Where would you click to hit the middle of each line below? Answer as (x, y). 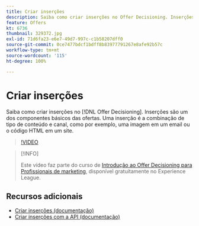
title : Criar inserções (36, 12)
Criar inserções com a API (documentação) (67, 217)
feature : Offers (26, 22)
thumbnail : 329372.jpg (34, 34)
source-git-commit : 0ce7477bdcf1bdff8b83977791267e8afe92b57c (84, 45)
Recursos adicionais (44, 196)
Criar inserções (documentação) (54, 211)
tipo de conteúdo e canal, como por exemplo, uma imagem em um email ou (98, 124)
